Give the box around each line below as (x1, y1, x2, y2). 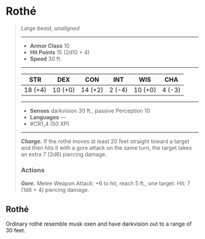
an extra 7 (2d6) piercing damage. (20, 150, 107, 158)
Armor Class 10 (29, 42, 70, 50)
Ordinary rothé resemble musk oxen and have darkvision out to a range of (6, 220, 192, 227)
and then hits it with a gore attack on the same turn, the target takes (20, 144, 192, 151)
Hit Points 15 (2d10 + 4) (29, 48, 90, 56)
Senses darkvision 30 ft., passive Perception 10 (29, 107, 151, 114)
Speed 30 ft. (29, 55, 62, 62)
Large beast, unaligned (20, 24, 80, 32)
